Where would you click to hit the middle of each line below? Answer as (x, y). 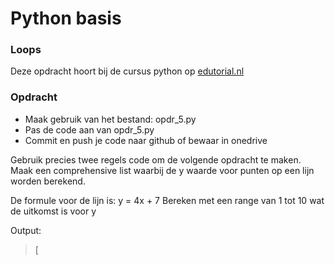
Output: (26, 230)
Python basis (66, 18)
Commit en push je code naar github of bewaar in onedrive (146, 140)
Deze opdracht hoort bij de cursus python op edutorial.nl (127, 71)
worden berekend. (48, 181)
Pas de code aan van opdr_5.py (89, 129)
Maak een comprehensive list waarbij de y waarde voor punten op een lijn (162, 170)
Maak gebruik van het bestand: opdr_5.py (110, 119)
